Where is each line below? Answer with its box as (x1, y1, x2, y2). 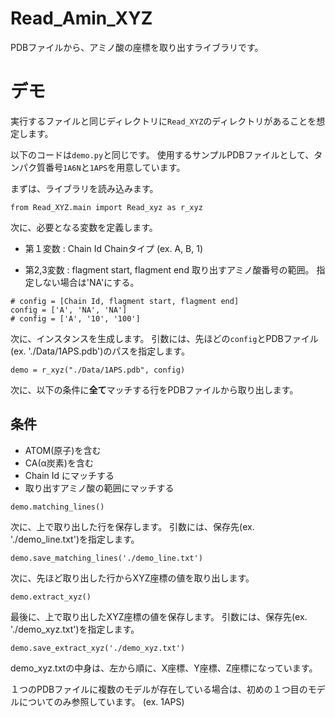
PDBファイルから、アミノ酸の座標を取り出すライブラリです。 (10, 41, 264, 53)
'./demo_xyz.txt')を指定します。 (10, 623, 140, 635)
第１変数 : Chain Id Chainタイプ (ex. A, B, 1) (24, 242, 204, 254)
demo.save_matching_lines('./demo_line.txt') (10, 553, 203, 563)
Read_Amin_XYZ (10, 7, 153, 30)
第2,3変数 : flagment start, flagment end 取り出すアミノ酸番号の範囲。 (24, 263, 315, 276)
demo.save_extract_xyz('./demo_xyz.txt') (10, 643, 186, 653)
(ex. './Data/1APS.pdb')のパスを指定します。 (10, 345, 190, 357)
